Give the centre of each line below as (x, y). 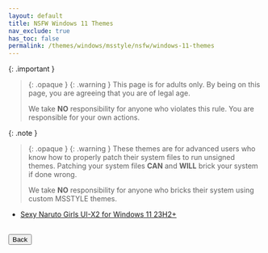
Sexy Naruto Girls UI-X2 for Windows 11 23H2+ (98, 214)
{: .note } (23, 133)
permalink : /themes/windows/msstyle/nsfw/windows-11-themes (112, 46)
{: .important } (31, 69)
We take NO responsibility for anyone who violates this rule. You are (141, 109)
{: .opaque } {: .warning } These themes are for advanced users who (142, 149)
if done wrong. (52, 175)
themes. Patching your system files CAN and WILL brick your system (143, 166)
